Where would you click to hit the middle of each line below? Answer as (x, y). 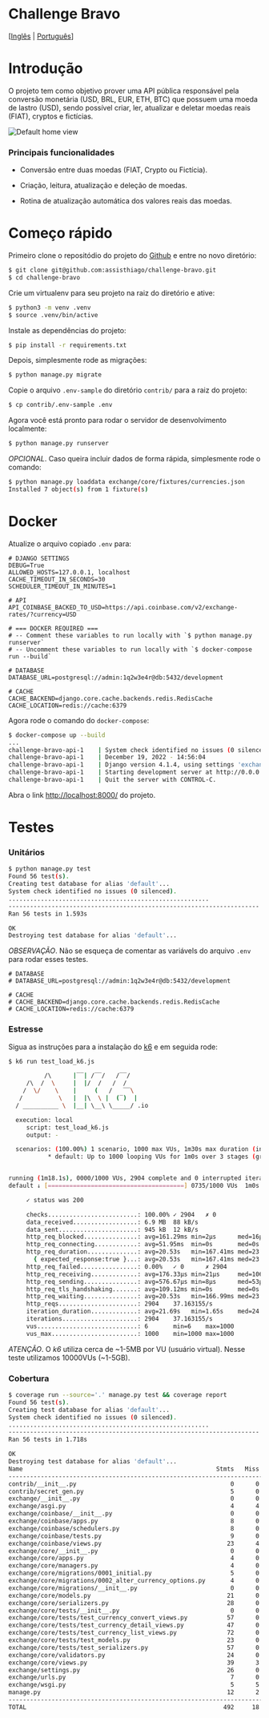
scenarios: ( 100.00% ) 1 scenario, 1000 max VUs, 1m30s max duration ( (136, 1149)
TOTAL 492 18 (134, 1707)
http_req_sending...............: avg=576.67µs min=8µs (121, 1281)
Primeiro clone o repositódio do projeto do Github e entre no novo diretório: (132, 255)
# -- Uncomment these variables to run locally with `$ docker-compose (130, 650)
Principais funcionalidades (62, 152)
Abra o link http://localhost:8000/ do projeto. (82, 795)
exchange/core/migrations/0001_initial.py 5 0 (134, 1573)
